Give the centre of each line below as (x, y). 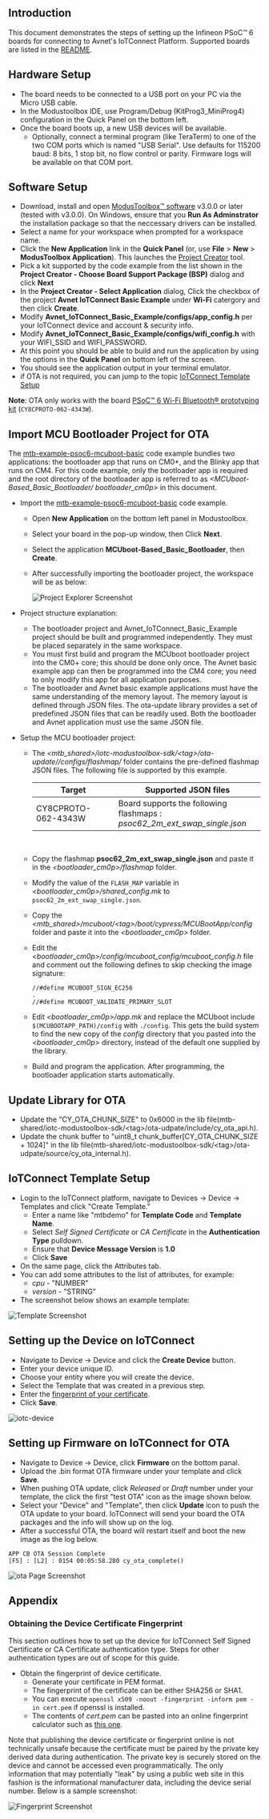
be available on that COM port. (82, 162)
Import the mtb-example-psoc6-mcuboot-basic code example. (124, 503)
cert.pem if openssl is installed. (94, 1708)
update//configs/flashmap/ (76, 762)
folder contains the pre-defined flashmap (191, 762)
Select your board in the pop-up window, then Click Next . (127, 534)
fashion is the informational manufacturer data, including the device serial (130, 1783)
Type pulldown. (58, 1240)
